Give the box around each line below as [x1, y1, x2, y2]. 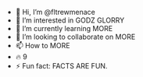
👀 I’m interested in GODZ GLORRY [15, 16, 125, 25]
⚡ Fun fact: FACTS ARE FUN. [15, 61, 108, 70]
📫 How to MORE [15, 41, 70, 50]
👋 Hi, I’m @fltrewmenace [15, 8, 96, 16]
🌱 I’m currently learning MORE [15, 24, 113, 33]
